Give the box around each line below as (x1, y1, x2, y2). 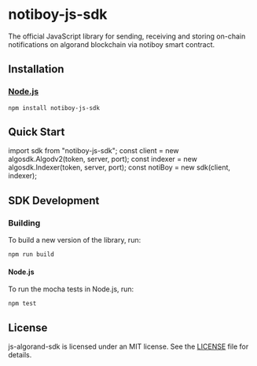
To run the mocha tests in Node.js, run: (8, 284, 134, 294)
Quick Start (8, 126, 65, 139)
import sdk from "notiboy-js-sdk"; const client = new (8, 146, 179, 156)
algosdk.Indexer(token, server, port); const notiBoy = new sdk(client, (8, 163, 230, 172)
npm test (8, 300, 37, 308)
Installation (8, 63, 64, 76)
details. (8, 350, 32, 360)
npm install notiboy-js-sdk (8, 104, 101, 112)
